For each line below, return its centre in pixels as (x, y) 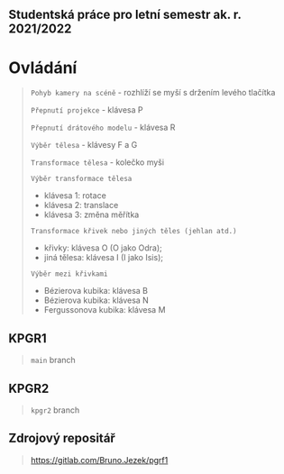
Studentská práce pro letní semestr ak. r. (125, 15)
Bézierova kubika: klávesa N (96, 300)
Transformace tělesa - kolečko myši (97, 162)
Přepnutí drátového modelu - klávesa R (103, 128)
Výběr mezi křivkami (69, 274)
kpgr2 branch (55, 410)
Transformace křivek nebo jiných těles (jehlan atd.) (133, 232)
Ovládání (43, 68)
